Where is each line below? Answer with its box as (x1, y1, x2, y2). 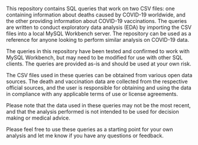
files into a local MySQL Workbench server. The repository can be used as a (6, 30, 191, 37)
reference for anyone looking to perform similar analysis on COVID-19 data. (6, 37, 189, 43)
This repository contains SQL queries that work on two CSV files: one (6, 5, 176, 12)
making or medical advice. (6, 114, 71, 121)
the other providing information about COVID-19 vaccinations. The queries (6, 18, 187, 24)
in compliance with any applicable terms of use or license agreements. (6, 91, 178, 97)
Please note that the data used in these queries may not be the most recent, (6, 102, 191, 108)
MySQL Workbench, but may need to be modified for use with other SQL (6, 54, 183, 61)
